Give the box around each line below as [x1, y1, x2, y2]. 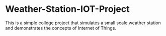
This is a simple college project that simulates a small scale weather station [5, 20, 161, 26]
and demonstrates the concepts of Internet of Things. [5, 25, 117, 31]
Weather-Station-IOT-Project [5, 3, 130, 15]
